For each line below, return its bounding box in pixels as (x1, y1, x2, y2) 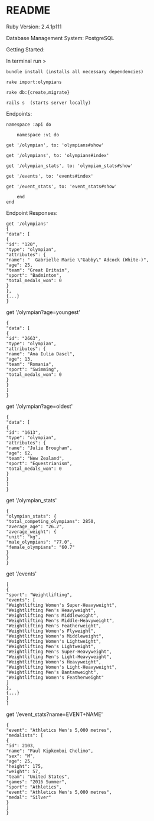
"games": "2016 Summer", (6, 779, 67, 785)
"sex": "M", (6, 753, 35, 759)
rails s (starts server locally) (6, 100, 91, 106)
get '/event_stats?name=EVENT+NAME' (6, 711, 103, 718)
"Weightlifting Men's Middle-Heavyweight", (6, 617, 115, 623)
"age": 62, (6, 450, 33, 456)
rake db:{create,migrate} (6, 89, 70, 95)
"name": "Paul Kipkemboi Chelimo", (6, 748, 94, 754)
